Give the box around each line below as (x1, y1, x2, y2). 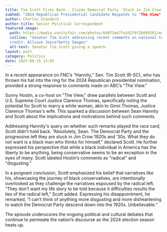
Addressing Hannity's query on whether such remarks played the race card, (5, 123, 161, 129)
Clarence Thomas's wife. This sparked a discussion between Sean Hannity (5, 108, 159, 114)
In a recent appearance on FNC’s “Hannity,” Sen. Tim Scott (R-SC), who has (5, 72, 161, 78)
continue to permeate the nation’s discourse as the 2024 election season (5, 217, 155, 223)
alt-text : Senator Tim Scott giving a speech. (9, 44, 108, 49)
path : (9, 30, 21, 35)
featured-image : (5, 26, 39, 31)
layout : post (5, 49, 32, 54)
